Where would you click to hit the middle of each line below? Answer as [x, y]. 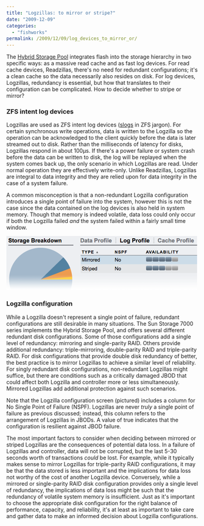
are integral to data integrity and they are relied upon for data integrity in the [102, 177]
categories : [21, 26]
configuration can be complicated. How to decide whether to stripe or [94, 89]
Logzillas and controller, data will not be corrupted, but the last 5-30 [92, 451]
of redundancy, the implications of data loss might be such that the [90, 490]
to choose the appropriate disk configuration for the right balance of [92, 503]
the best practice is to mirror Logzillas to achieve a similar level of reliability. [101, 362]
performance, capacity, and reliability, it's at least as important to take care [100, 510]
